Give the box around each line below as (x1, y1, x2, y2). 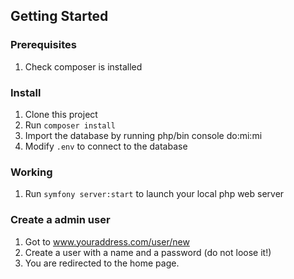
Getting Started (10, 8, 109, 25)
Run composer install (24, 119, 116, 131)
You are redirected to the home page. (24, 257, 180, 269)
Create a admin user (10, 213, 111, 227)
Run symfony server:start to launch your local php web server (24, 188, 285, 200)
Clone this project (24, 108, 98, 120)
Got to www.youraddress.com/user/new (24, 235, 190, 248)
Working (10, 165, 53, 179)
